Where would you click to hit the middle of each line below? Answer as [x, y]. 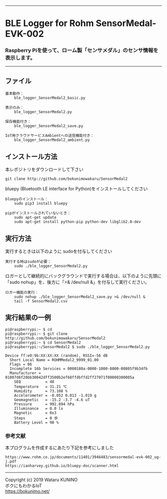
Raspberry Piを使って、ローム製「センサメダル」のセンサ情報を [82, 50]
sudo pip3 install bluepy [41, 204]
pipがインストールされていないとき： [38, 213]
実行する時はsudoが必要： [28, 261]
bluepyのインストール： [27, 199]
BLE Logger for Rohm [50, 23]
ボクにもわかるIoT [24, 486]
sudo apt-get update [35, 218]
